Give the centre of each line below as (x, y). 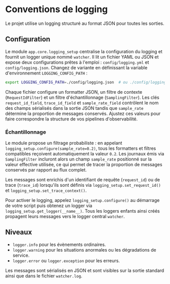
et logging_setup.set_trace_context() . (46, 190)
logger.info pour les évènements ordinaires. (59, 245)
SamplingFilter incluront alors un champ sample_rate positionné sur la (78, 159)
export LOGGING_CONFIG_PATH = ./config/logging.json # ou (67, 82)
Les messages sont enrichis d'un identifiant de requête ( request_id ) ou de (83, 179)
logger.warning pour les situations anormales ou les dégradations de (84, 250)
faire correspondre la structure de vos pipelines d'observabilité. (72, 119)
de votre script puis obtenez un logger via (49, 206)
